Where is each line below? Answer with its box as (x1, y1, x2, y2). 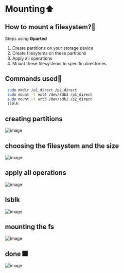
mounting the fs (5, 222, 54, 231)
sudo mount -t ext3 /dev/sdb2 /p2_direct (7, 96, 92, 102)
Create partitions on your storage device (12, 45, 93, 51)
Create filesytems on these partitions (12, 50, 87, 56)
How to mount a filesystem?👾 (5, 23, 96, 31)
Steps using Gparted (5, 36, 47, 41)
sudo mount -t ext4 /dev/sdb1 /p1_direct (7, 92, 92, 97)
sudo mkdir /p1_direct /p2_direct (7, 88, 77, 92)
